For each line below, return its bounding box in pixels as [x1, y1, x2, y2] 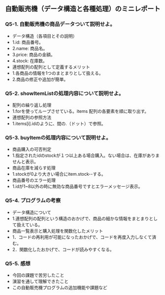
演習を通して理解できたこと [12, 278, 69, 284]
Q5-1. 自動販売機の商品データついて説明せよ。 [5, 21, 115, 28]
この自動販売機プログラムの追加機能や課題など [12, 284, 107, 291]
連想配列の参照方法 [12, 114, 52, 120]
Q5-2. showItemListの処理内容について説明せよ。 [5, 90, 124, 97]
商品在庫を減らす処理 [12, 165, 56, 171]
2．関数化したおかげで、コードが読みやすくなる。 [12, 246, 114, 252]
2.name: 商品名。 [12, 45, 48, 51]
